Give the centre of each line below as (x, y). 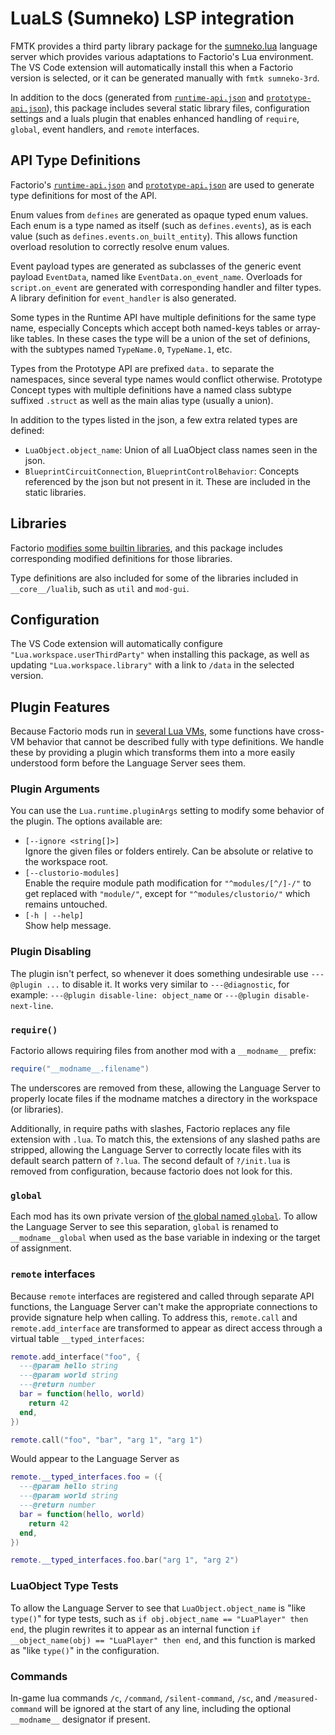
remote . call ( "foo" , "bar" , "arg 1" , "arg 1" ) (106, 1440)
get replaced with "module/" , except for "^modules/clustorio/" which (167, 894)
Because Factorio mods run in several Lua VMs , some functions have (153, 731)
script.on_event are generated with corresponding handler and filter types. (166, 287)
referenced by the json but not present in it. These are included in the (167, 481)
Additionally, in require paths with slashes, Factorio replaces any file (150, 1128)
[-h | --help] (54, 916)
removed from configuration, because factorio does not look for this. (151, 1171)
